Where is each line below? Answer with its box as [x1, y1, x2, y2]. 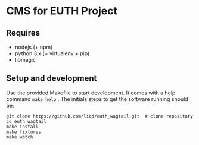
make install [6, 124, 39, 130]
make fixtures [6, 129, 42, 135]
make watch [6, 134, 33, 140]
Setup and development [6, 73, 97, 84]
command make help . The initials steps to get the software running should [6, 95, 189, 102]
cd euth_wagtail [6, 118, 46, 124]
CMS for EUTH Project [6, 4, 118, 18]
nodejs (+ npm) [14, 43, 53, 51]
